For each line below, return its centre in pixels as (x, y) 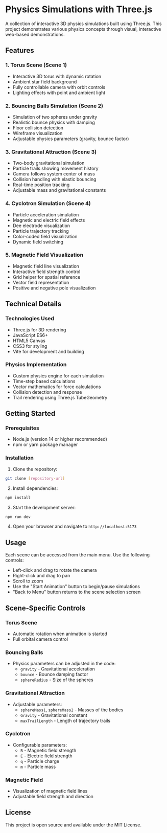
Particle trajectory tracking (41, 231)
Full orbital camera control (40, 639)
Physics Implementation (36, 365)
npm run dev (18, 517)
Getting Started (30, 413)
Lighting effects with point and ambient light (59, 93)
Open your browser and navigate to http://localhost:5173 (75, 526)
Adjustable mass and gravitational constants (59, 190)
